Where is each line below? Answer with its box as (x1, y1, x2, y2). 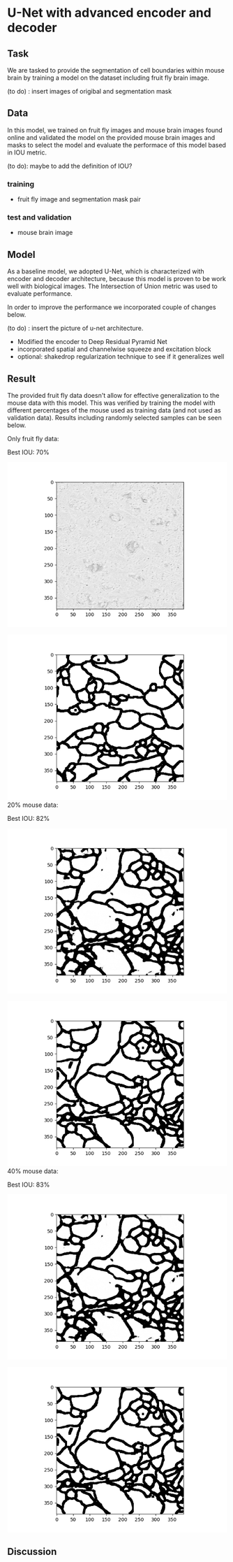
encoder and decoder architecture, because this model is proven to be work (7, 275, 227, 283)
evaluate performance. (7, 289, 73, 298)
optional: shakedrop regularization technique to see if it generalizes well (17, 352, 225, 361)
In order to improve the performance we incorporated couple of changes (7, 303, 216, 312)
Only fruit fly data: (7, 435, 59, 443)
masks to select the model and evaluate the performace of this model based (7, 141, 227, 149)
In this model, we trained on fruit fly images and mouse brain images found (7, 126, 223, 134)
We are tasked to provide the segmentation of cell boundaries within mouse (7, 66, 225, 74)
